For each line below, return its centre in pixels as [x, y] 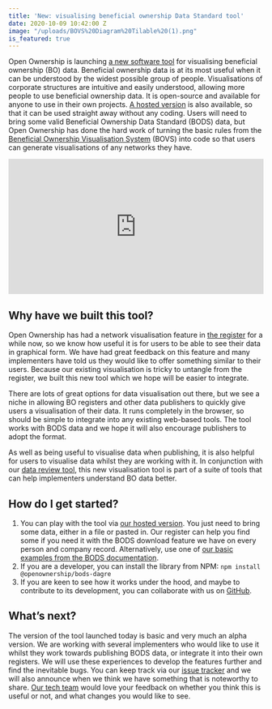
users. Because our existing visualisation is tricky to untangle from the [125, 369]
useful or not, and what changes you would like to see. [100, 696]
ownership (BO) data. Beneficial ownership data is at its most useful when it [134, 70]
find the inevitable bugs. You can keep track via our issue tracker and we [130, 670]
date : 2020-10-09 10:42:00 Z [57, 23]
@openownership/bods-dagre [66, 574]
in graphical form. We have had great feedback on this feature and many [130, 352]
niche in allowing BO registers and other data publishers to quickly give [127, 403]
